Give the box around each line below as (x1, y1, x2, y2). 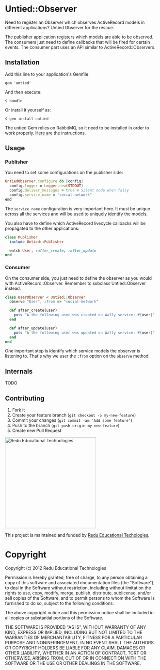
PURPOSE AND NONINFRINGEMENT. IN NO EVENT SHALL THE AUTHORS (5, 640, 154, 646)
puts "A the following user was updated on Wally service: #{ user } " (14, 330, 155, 335)
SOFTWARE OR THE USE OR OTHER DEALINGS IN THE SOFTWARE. (5, 660, 141, 666)
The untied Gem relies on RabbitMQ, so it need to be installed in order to (5, 125, 149, 130)
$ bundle (5, 98, 23, 103)
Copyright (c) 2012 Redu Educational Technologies (5, 565, 107, 571)
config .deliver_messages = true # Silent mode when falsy (9, 188, 129, 193)
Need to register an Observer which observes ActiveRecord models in (5, 19, 145, 25)
